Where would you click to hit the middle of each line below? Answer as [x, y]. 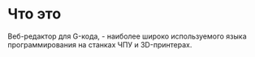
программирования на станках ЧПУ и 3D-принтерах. [100, 44]
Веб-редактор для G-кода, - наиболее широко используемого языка [127, 36]
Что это [35, 14]
